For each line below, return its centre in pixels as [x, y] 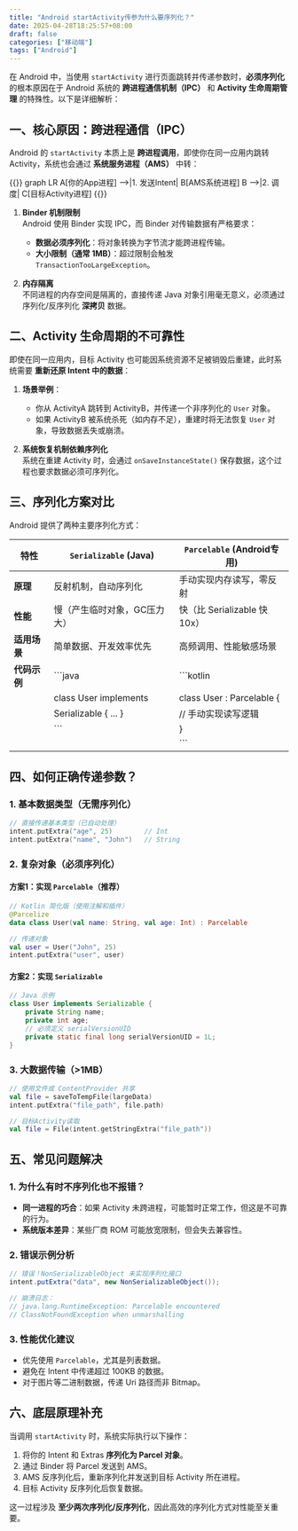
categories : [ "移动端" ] [51, 42]
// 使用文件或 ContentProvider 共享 [72, 1088]
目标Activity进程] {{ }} [69, 193]
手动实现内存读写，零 [223, 579]
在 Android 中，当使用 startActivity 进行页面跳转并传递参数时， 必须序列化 [147, 77]
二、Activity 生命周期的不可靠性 [97, 337]
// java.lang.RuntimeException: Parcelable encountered [114, 1306]
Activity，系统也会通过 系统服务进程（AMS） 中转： [104, 163]
